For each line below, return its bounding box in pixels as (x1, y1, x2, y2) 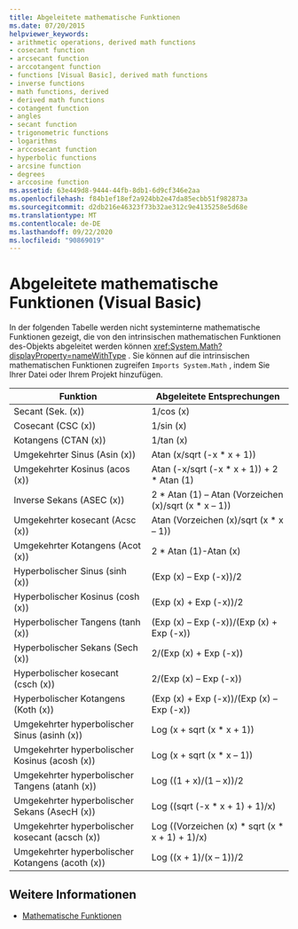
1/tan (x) (151, 434, 188, 446)
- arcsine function (9, 161, 82, 170)
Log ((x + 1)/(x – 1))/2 (151, 851, 244, 863)
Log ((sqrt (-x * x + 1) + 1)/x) (151, 800, 277, 813)
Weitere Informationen (9, 886, 137, 901)
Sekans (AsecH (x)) (13, 806, 96, 818)
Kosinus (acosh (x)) (13, 755, 96, 768)
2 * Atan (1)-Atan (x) (151, 545, 241, 557)
